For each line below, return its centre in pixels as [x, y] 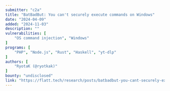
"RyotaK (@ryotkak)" [36, 66]
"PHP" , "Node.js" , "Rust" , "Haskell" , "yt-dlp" [65, 52]
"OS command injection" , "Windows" [52, 38]
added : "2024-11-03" [27, 24]
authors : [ [17, 62]
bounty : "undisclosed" [29, 76]
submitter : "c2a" [24, 10]
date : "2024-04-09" [26, 19]
